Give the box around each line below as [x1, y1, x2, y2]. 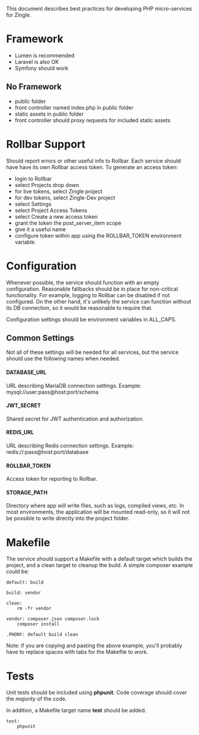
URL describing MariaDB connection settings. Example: [6, 382, 141, 389]
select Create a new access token [14, 213, 98, 220]
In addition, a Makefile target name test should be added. [6, 707, 147, 714]
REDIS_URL [6, 429, 34, 436]
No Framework [6, 82, 62, 92]
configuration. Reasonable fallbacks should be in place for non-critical [6, 285, 178, 292]
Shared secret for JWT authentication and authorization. [6, 415, 144, 422]
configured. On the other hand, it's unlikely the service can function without [6, 298, 191, 305]
